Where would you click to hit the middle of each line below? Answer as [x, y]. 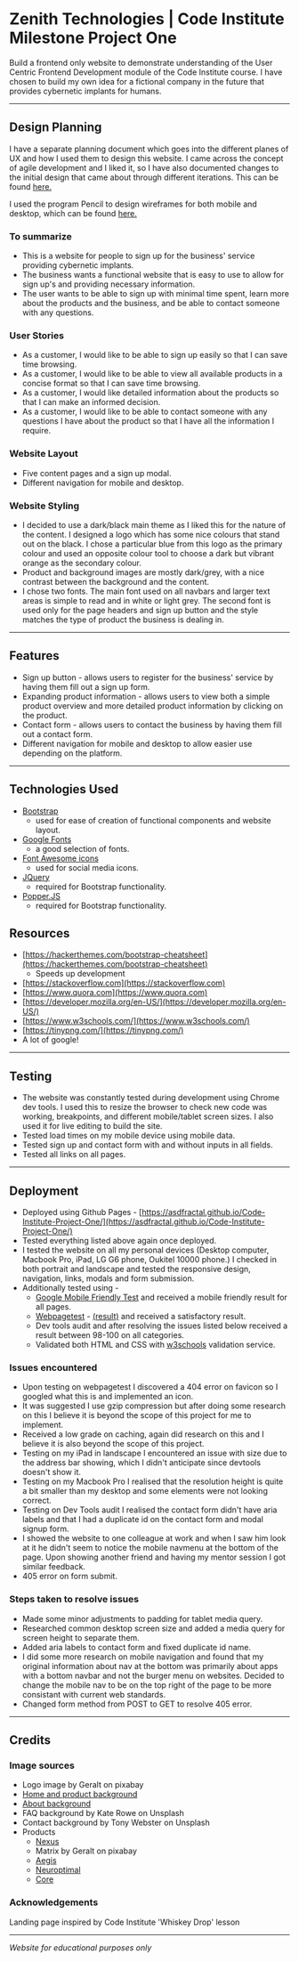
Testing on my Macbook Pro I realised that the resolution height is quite [153, 1481]
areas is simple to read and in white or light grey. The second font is [146, 600]
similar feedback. [54, 1567]
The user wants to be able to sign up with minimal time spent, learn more [155, 294]
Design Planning [56, 128]
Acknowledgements [54, 1902]
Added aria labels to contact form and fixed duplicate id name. [137, 1647]
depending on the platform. [72, 753]
